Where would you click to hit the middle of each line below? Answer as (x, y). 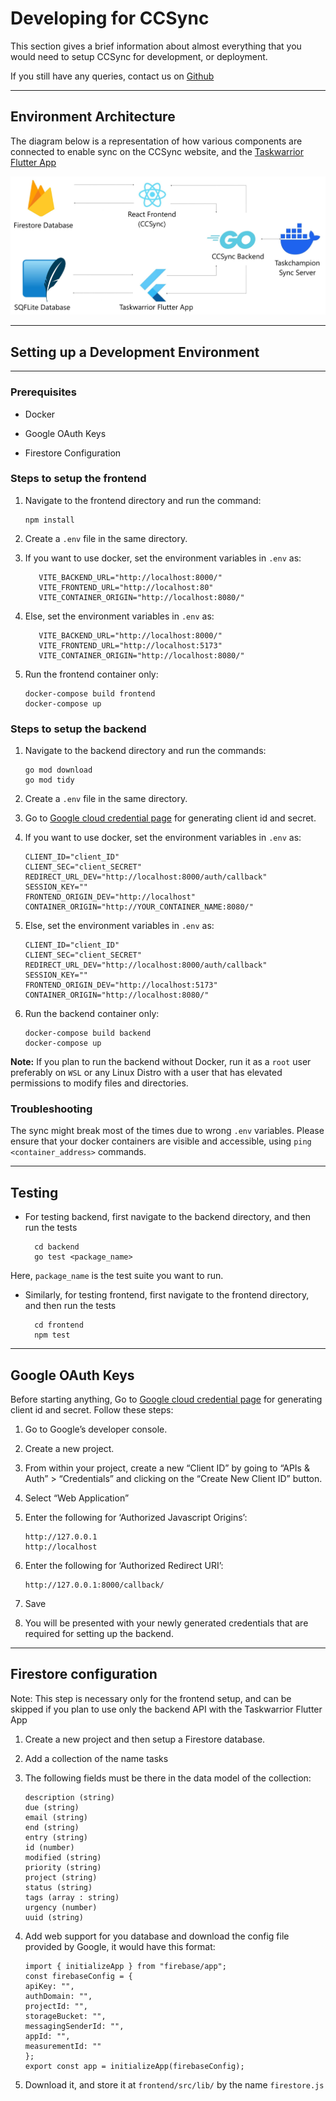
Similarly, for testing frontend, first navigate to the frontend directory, (167, 1295)
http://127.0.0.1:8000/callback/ (94, 1585)
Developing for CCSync (110, 18)
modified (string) (63, 1857)
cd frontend (59, 1325)
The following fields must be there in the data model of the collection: (168, 1778)
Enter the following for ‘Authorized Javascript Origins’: (136, 1518)
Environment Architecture (93, 117)
